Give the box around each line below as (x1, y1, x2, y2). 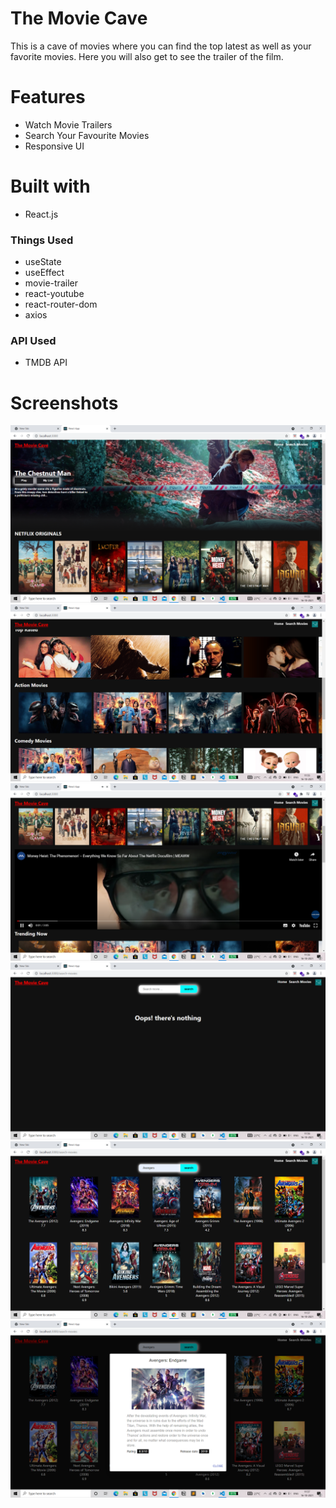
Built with (10, 175, 91, 198)
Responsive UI (24, 140, 85, 152)
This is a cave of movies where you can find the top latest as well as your (10, 40, 312, 52)
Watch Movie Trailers (24, 118, 113, 131)
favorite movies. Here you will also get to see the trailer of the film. (10, 50, 284, 62)
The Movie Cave (10, 7, 148, 30)
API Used (10, 334, 57, 348)
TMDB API (24, 357, 68, 369)
